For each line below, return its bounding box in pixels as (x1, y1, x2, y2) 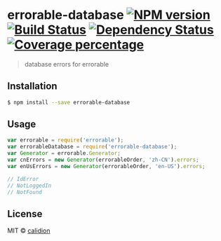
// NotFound (7, 188, 42, 195)
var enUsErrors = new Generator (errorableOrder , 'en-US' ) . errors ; (7, 163, 206, 170)
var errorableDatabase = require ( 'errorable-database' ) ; (7, 144, 178, 151)
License (7, 207, 43, 220)
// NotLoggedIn (7, 182, 52, 189)
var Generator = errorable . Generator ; (7, 150, 121, 157)
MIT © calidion (7, 226, 51, 235)
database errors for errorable (24, 60, 109, 68)
